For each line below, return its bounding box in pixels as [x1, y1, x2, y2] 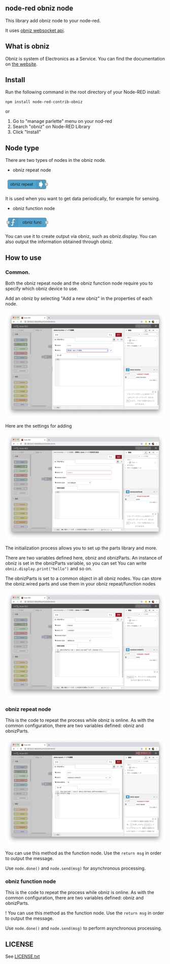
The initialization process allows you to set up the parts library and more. [5, 545, 157, 551]
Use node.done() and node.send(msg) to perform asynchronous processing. [5, 925, 162, 932]
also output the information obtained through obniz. [5, 238, 113, 245]
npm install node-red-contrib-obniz [5, 99, 83, 105]
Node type [5, 144, 40, 152]
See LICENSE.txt [5, 953, 40, 959]
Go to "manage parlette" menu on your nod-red [12, 118, 113, 124]
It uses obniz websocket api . [5, 27, 65, 33]
